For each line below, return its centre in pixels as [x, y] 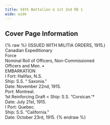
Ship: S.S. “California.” [27, 112]
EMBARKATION [20, 71]
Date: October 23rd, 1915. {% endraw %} [45, 117]
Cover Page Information [41, 34]
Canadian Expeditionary [29, 50]
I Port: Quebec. [20, 107]
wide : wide [16, 14]
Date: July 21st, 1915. [26, 102]
